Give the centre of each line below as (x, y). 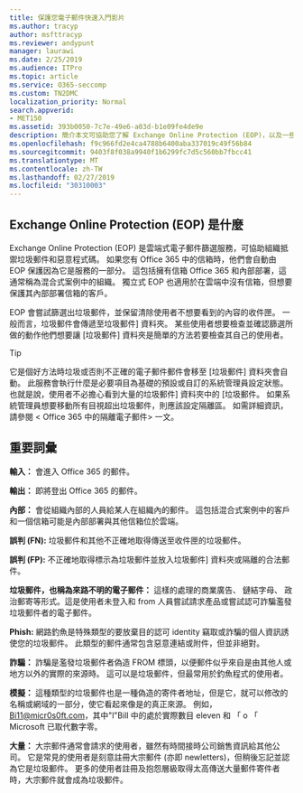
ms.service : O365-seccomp (58, 85)
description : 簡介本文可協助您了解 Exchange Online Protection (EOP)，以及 (146, 135)
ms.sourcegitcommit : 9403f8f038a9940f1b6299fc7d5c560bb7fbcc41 (131, 152)
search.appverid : (42, 110)
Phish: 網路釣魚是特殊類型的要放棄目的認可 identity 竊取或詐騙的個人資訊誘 (149, 631)
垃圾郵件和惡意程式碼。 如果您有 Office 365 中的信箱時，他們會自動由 (147, 259)
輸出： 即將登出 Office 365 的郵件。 (76, 490)
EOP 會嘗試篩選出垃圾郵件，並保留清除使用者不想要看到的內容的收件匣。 (145, 312)
